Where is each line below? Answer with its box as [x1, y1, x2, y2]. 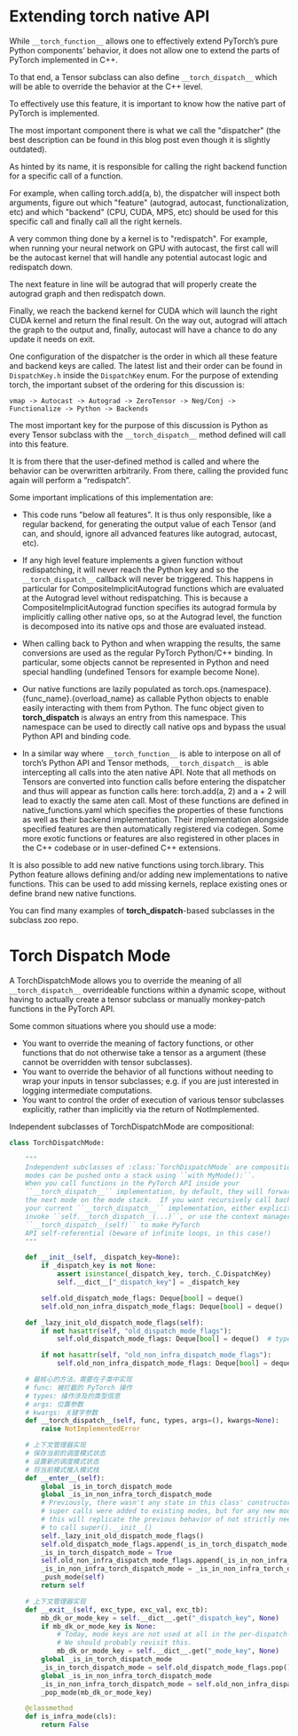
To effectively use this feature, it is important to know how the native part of [9, 98, 286, 108]
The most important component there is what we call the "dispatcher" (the [9, 124, 281, 135]
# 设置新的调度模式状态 [25, 1457, 99, 1466]
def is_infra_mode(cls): [25, 1712, 117, 1721]
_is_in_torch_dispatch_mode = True [41, 1548, 173, 1557]
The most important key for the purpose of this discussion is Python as [9, 419, 269, 430]
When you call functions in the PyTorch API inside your [25, 1179, 240, 1188]
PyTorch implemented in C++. [9, 54, 118, 65]
